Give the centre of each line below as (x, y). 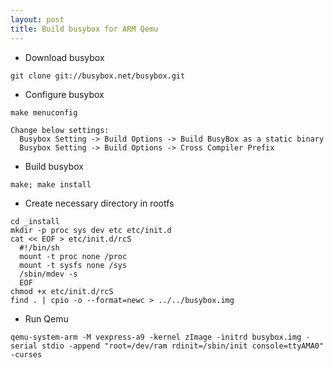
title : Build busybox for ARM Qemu (84, 29)
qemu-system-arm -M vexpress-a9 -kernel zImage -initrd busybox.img (156, 337)
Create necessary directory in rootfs (99, 203)
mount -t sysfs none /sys (73, 265)
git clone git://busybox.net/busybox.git (98, 76)
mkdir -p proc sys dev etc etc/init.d (91, 230)
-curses (26, 354)
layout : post (37, 19)
